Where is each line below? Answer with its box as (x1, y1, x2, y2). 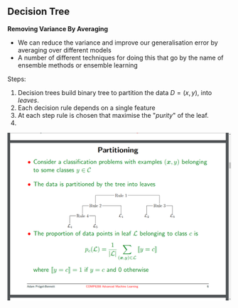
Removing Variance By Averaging (7, 24, 109, 33)
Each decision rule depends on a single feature (17, 103, 156, 112)
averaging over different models (17, 45, 112, 54)
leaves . (17, 96, 39, 104)
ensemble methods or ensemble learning (17, 60, 139, 70)
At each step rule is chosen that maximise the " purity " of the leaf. (17, 111, 210, 119)
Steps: (7, 75, 26, 83)
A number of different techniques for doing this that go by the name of (17, 53, 224, 62)
